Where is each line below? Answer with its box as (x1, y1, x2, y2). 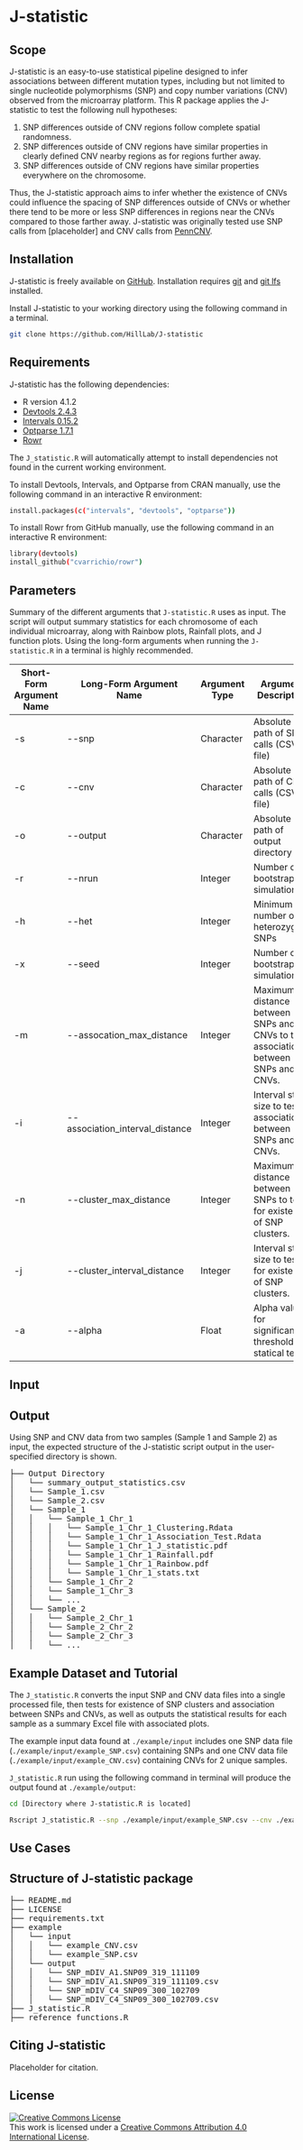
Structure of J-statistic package (9, 1871, 194, 1887)
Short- (21, 666, 51, 678)
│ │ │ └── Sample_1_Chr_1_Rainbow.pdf (9, 1558, 210, 1569)
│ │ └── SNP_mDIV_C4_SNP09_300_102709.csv (9, 1994, 219, 2004)
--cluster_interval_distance (67, 1264, 185, 1277)
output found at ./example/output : (9, 1781, 136, 1792)
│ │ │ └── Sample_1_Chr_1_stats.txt (9, 1567, 200, 1578)
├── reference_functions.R (9, 2012, 129, 2022)
